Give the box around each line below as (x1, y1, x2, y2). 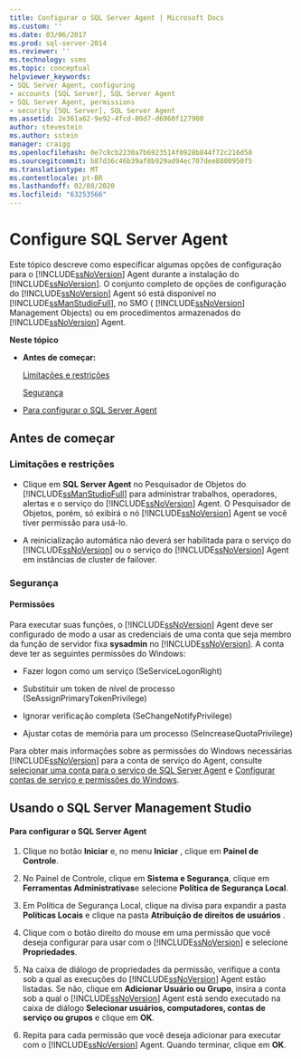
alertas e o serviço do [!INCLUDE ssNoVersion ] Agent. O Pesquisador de (22, 497, 291, 508)
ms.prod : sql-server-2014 (9, 38, 107, 48)
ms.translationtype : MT (9, 165, 99, 174)
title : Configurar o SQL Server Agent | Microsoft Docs (9, 13, 224, 23)
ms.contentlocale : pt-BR (9, 173, 103, 182)
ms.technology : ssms (9, 55, 88, 64)
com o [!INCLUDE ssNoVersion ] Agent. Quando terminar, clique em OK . (22, 1039, 287, 1051)
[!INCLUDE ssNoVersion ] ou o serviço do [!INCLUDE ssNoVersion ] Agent (22, 544, 289, 555)
